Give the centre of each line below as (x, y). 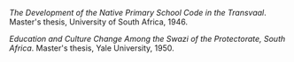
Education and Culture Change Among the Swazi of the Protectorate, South (147, 39)
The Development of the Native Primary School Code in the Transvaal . (138, 13)
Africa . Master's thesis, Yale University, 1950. (92, 48)
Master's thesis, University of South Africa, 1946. (99, 22)
